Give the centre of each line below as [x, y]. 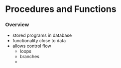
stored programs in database [42, 35]
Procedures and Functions [61, 9]
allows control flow [32, 46]
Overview [17, 25]
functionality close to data [39, 41]
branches [30, 57]
